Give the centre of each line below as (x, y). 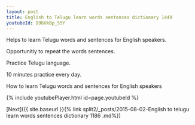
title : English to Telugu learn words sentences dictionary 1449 (89, 17)
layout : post (22, 12)
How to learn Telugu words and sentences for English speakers (84, 86)
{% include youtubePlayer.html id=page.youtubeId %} (73, 98)
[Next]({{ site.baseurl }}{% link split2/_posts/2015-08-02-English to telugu (98, 109)
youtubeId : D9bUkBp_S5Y (36, 23)
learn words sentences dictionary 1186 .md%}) (64, 116)
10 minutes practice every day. (44, 75)
